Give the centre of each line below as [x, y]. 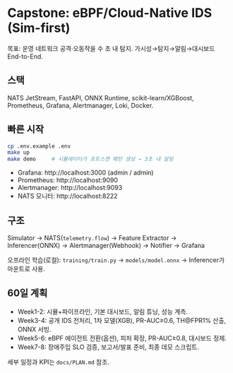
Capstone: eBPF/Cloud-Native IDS [110, 13]
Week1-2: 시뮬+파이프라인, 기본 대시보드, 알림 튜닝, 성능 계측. [103, 312]
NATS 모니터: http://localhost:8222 [67, 196]
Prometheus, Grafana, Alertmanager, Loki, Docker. [80, 105]
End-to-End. [25, 56]
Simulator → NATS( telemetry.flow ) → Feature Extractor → [92, 238]
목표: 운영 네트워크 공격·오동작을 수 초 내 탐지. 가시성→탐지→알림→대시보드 [111, 48]
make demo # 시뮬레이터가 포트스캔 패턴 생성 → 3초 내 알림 [90, 159]
